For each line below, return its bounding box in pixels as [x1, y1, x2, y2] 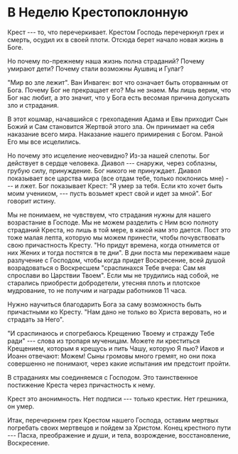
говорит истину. [7, 197, 56, 205]
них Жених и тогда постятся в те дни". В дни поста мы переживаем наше [7, 248, 231, 257]
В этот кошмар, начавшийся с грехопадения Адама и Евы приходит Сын [7, 115, 228, 123]
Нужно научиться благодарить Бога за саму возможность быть [7, 300, 202, 309]
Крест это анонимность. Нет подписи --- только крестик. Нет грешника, [7, 394, 229, 403]
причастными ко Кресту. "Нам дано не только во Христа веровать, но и [7, 307, 227, 316]
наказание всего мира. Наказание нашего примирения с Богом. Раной [7, 130, 224, 138]
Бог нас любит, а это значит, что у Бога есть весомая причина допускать [7, 93, 230, 102]
